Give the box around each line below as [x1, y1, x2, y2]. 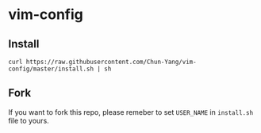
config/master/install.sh [8, 65, 94, 73]
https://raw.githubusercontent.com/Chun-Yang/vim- [25, 58, 197, 66]
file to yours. [8, 116, 49, 125]
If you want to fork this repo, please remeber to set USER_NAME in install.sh [8, 107, 254, 116]
